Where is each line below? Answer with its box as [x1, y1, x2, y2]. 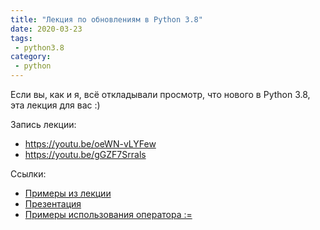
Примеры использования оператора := [24, 209, 193, 220]
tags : [10, 33, 33, 43]
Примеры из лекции [24, 187, 112, 199]
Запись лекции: [10, 119, 77, 130]
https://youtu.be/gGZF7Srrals [24, 149, 147, 160]
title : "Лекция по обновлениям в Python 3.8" [10, 14, 203, 25]
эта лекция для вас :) [10, 99, 101, 111]
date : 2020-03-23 [10, 24, 83, 34]
